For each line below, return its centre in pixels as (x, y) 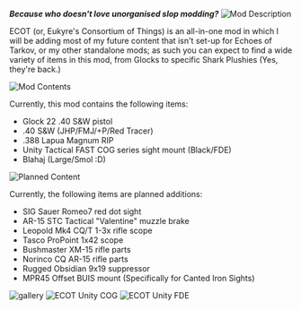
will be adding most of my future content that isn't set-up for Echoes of (141, 41)
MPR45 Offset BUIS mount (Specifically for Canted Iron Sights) (138, 278)
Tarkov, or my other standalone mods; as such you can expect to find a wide (151, 50)
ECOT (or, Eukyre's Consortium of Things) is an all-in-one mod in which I (144, 31)
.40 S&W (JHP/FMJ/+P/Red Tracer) (88, 131)
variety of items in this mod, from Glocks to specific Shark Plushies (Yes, (144, 60)
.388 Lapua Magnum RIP (68, 140)
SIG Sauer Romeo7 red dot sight (82, 211)
